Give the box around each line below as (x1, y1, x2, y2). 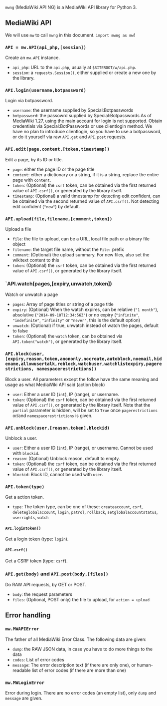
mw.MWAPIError (5, 626, 39, 632)
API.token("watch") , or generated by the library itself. (12, 338, 123, 344)
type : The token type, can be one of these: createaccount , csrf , (12, 504, 143, 510)
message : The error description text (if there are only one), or (12, 662, 136, 668)
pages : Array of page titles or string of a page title (12, 301, 114, 307)
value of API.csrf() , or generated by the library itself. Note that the (12, 402, 151, 408)
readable (12, 667, 31, 673)
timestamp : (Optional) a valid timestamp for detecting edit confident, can (12, 193, 161, 199)
